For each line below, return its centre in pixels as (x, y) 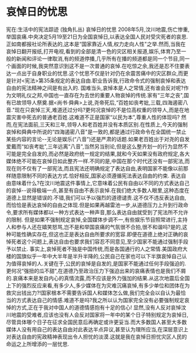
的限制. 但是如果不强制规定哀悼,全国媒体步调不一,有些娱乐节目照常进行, (92, 220)
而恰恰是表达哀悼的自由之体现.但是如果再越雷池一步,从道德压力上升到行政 (95, 205)
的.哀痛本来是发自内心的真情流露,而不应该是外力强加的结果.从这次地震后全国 (98, 278)
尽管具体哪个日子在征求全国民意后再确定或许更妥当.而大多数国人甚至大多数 (97, 322)
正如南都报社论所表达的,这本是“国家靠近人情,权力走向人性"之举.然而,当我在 (96, 44)
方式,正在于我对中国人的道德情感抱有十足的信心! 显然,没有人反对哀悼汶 (101, 307)
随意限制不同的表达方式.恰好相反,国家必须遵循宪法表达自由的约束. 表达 (96, 176)
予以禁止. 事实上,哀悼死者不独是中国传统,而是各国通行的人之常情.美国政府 (94, 249)
